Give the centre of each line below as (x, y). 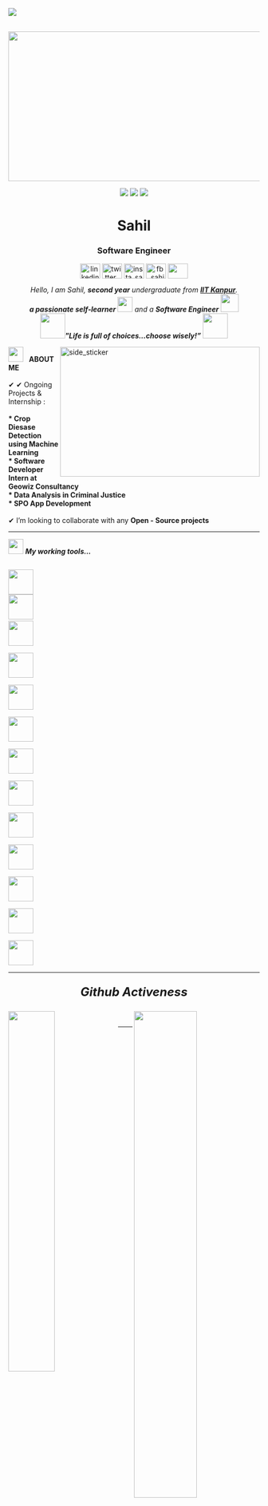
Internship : (27, 402)
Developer (26, 470)
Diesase (22, 427)
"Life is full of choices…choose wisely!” (133, 336)
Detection (25, 436)
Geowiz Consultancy (43, 486)
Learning (24, 453)
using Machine (33, 444)
